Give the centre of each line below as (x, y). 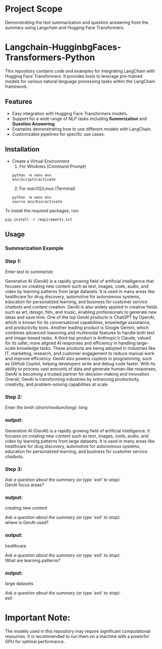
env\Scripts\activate (34, 179)
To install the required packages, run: (42, 210)
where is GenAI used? (27, 523)
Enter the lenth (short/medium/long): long (46, 408)
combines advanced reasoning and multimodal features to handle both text (80, 333)
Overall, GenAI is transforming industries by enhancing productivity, (73, 379)
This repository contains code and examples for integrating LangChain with (80, 71)
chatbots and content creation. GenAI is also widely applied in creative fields (81, 307)
